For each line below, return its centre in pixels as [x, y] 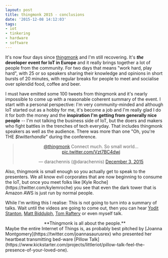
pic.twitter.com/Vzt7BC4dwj [91, 151]
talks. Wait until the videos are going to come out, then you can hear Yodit [82, 208]
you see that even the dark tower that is [115, 187]
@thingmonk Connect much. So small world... [91, 146]
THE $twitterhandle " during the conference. [51, 136]
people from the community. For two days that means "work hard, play [79, 68]
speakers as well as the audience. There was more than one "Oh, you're [80, 131]
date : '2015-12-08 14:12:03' [36, 19]
